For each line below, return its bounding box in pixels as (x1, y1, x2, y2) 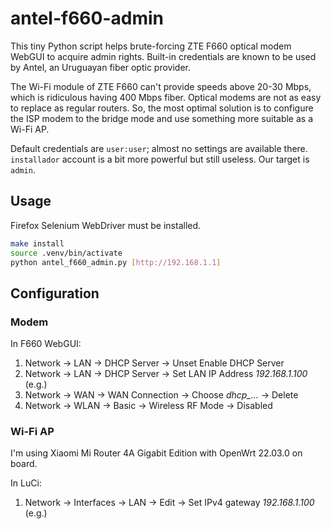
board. (10, 458, 38, 470)
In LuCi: (10, 477, 42, 489)
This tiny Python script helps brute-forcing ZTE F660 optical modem (10, 40, 292, 52)
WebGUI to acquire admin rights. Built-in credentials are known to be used (10, 50, 317, 62)
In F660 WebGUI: (10, 338, 82, 350)
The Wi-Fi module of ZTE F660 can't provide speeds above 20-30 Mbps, (10, 80, 312, 92)
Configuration (10, 285, 100, 302)
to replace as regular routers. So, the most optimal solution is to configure (10, 102, 314, 114)
